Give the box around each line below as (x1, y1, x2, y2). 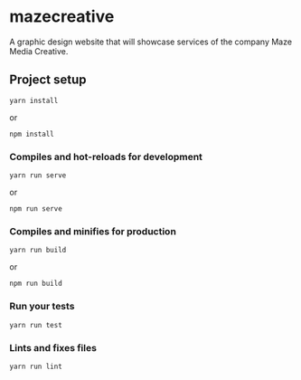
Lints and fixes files (9, 341, 98, 354)
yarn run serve (9, 171, 67, 180)
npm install (9, 129, 54, 138)
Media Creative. (9, 45, 69, 56)
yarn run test (9, 320, 63, 329)
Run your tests (9, 300, 75, 313)
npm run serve (9, 204, 63, 214)
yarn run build (9, 246, 67, 255)
